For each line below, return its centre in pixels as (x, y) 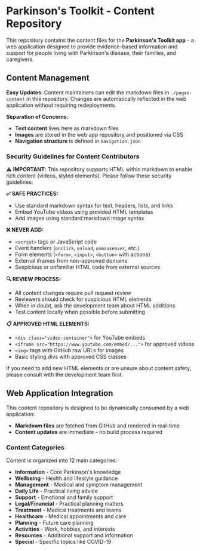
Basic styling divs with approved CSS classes (71, 357)
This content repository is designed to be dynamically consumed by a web (98, 408)
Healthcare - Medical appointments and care (70, 516)
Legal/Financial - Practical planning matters (69, 504)
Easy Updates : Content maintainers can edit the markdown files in (88, 92)
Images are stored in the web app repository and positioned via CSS (99, 134)
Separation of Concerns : (37, 116)
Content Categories (35, 447)
